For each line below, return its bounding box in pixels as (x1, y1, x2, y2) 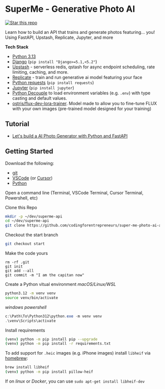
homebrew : (5, 355, 28, 361)
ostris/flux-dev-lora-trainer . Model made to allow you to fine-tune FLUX (12, 100, 157, 106)
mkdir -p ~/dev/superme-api (5, 214, 63, 219)
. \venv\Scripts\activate (5, 318, 56, 323)
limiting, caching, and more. (12, 69, 69, 75)
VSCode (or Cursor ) (12, 175, 53, 181)
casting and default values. (12, 95, 67, 101)
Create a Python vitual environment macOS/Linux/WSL (5, 281, 116, 287)
